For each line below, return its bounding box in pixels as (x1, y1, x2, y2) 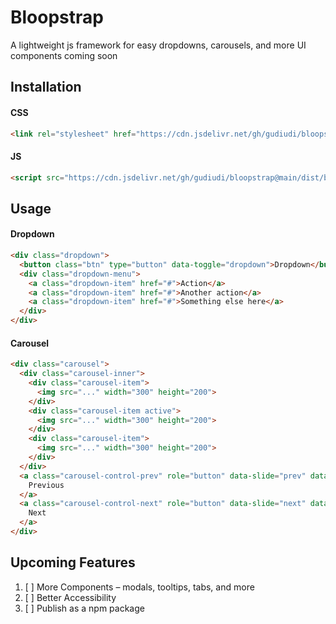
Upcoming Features (10, 554, 136, 571)
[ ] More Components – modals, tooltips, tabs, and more (24, 581, 255, 593)
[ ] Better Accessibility (24, 591, 117, 603)
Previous (28, 480, 65, 490)
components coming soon (10, 49, 118, 61)
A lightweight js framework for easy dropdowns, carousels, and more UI (10, 39, 307, 51)
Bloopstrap (10, 6, 104, 29)
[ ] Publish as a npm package (24, 602, 145, 614)
